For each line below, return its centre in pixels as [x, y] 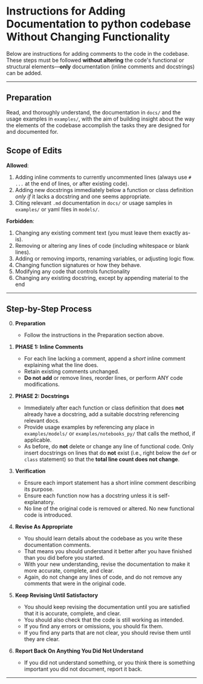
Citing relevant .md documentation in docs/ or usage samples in [94, 203]
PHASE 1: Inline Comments [49, 347]
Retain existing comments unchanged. [72, 371]
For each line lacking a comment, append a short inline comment [105, 359]
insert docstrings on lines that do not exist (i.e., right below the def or [110, 453]
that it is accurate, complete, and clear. [72, 614]
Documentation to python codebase [99, 24]
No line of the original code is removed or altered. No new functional [109, 509]
